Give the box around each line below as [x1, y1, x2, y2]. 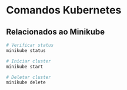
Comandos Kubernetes [6, 4, 122, 17]
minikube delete [6, 79, 46, 85]
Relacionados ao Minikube [6, 27, 105, 37]
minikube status [6, 47, 46, 53]
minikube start [6, 64, 44, 70]
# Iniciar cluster [6, 58, 51, 64]
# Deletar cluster [6, 74, 51, 80]
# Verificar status [6, 42, 54, 48]
